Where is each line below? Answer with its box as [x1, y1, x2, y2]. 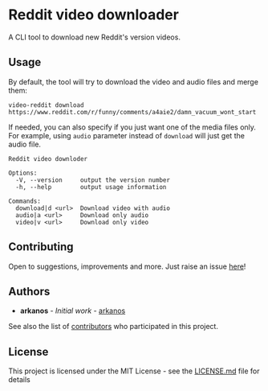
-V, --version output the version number [15, 175, 171, 184]
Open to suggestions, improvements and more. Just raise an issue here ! [8, 261, 246, 271]
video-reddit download [8, 101, 84, 109]
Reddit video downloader [8, 6, 179, 24]
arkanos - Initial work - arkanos [19, 306, 126, 315]
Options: [8, 169, 38, 177]
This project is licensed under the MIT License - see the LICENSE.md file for [8, 366, 260, 376]
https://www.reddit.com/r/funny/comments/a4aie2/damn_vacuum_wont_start [8, 108, 257, 116]
